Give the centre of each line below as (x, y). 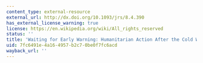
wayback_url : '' (27, 51)
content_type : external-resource (48, 12)
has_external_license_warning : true (52, 23)
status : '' (20, 34)
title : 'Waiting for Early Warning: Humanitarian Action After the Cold (100, 40)
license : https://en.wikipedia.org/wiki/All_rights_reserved (85, 28)
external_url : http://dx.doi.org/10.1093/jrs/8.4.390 (76, 17)
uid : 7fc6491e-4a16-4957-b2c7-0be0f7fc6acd (62, 46)
